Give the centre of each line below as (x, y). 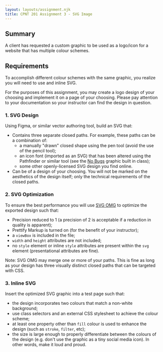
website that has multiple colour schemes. (47, 51)
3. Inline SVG (21, 283)
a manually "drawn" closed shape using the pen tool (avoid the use (87, 146)
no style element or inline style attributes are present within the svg (81, 245)
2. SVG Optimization (29, 194)
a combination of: (30, 140)
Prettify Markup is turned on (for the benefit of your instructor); (75, 230)
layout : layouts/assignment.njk (38, 9)
